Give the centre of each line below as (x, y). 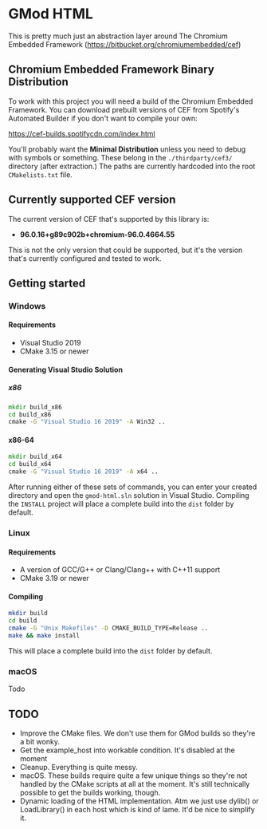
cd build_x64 (30, 464)
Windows (27, 306)
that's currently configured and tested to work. (85, 258)
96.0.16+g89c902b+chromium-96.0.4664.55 (97, 234)
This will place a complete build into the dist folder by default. (110, 650)
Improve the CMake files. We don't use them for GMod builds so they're (137, 733)
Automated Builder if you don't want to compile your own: (103, 118)
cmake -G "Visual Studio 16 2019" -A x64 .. (83, 472)
